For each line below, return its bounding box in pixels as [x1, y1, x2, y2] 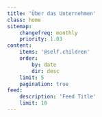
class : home [7, 17, 41, 23]
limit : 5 [19, 74, 44, 81]
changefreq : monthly [19, 29, 78, 36]
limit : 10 [19, 100, 48, 107]
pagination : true [19, 81, 69, 87]
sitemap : [7, 23, 32, 30]
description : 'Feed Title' [19, 94, 97, 100]
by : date [31, 61, 57, 68]
